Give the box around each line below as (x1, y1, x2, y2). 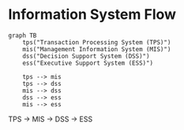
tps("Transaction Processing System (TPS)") (22, 38, 171, 46)
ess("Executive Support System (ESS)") (22, 59, 154, 67)
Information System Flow (8, 6, 176, 24)
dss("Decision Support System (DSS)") (22, 52, 150, 60)
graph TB (8, 32, 37, 39)
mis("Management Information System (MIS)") (22, 45, 171, 53)
